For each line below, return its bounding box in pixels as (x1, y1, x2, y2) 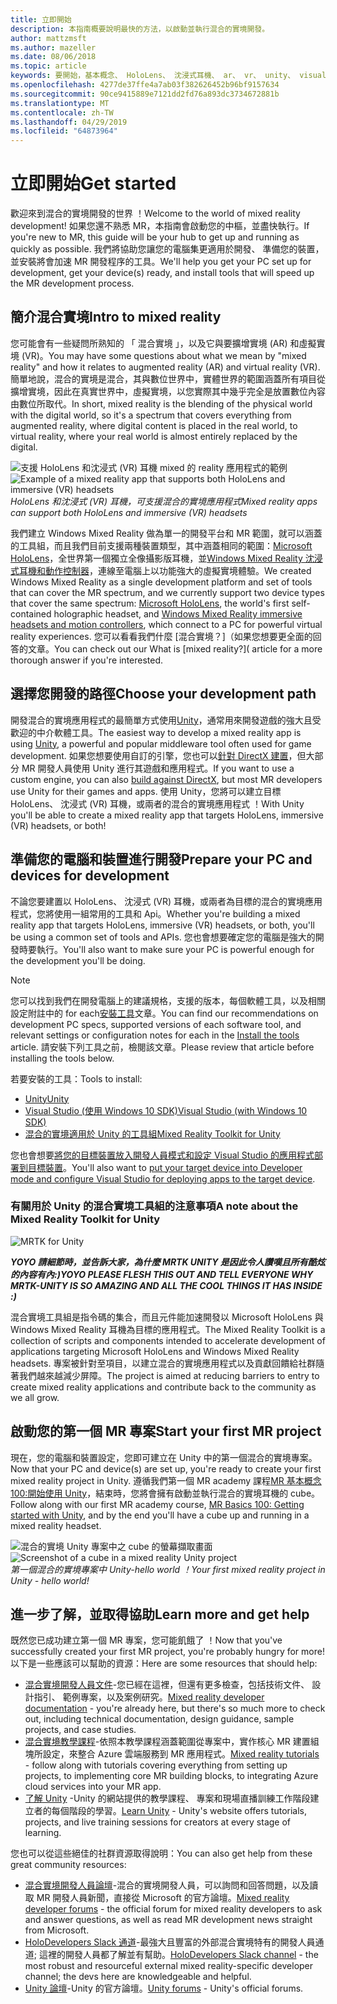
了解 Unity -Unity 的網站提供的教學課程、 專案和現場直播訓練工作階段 (24, 1792, 311, 1805)
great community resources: (10, 1859, 127, 1871)
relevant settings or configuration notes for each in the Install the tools (10, 1029, 300, 1041)
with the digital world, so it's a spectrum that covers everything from (10, 409, 292, 421)
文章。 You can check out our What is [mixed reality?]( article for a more (27, 642, 323, 655)
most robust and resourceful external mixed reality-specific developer (24, 1960, 314, 1972)
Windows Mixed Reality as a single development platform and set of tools (10, 576, 313, 588)
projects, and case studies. (24, 1724, 137, 1736)
